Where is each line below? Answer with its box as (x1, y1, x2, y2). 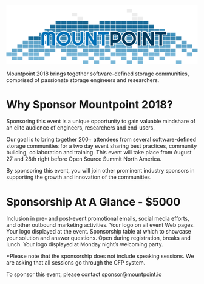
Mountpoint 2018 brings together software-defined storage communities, (6, 70, 189, 77)
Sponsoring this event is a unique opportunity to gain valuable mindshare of (6, 117, 196, 125)
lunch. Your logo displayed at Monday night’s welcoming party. (6, 241, 163, 248)
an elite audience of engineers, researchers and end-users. (6, 124, 155, 131)
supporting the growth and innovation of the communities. (6, 173, 152, 181)
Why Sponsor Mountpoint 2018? (6, 97, 173, 111)
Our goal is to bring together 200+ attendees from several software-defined (6, 136, 196, 144)
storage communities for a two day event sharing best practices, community (6, 142, 197, 150)
